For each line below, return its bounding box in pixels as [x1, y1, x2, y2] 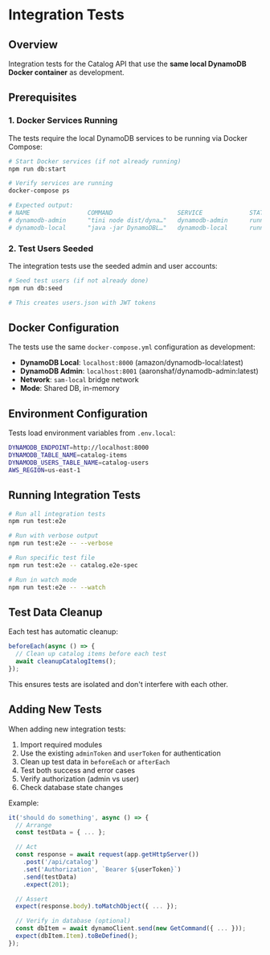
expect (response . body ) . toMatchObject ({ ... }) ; [15, 903, 178, 911]
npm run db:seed [8, 284, 63, 292]
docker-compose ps [8, 187, 70, 195]
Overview [8, 38, 59, 51]
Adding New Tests [8, 702, 102, 717]
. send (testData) [22, 873, 78, 881]
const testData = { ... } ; [15, 829, 106, 837]
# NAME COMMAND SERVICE [8, 209, 203, 217]
